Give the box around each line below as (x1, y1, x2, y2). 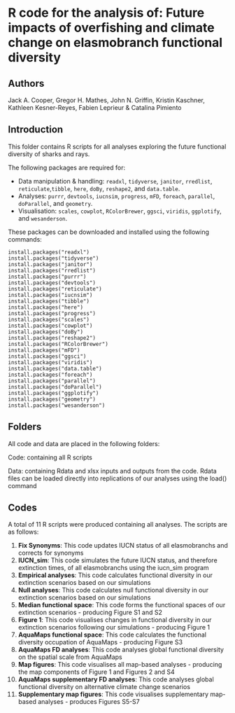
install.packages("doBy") (8, 328, 83, 335)
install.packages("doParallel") (8, 383, 102, 390)
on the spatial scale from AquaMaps (17, 653, 123, 661)
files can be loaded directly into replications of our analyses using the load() (8, 474, 227, 483)
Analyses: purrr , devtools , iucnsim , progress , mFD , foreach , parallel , (17, 191, 215, 200)
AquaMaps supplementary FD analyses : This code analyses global (17, 675, 214, 684)
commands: (8, 235, 43, 243)
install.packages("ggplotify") (8, 389, 99, 396)
